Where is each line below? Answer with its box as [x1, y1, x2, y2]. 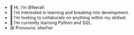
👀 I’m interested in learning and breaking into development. [9, 10, 129, 15]
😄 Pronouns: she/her [9, 25, 53, 31]
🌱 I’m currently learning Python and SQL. [9, 20, 92, 25]
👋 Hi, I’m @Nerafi [9, 5, 45, 10]
